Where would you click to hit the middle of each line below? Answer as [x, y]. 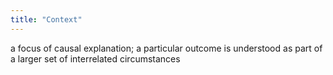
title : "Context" [46, 19]
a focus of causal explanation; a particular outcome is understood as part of [166, 48]
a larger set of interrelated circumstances [95, 58]
